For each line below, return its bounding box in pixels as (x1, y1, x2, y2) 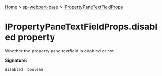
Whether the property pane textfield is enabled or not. (5, 48, 115, 53)
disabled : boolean (5, 67, 43, 72)
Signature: (5, 57, 27, 63)
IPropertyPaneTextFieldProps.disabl (5, 22, 158, 32)
